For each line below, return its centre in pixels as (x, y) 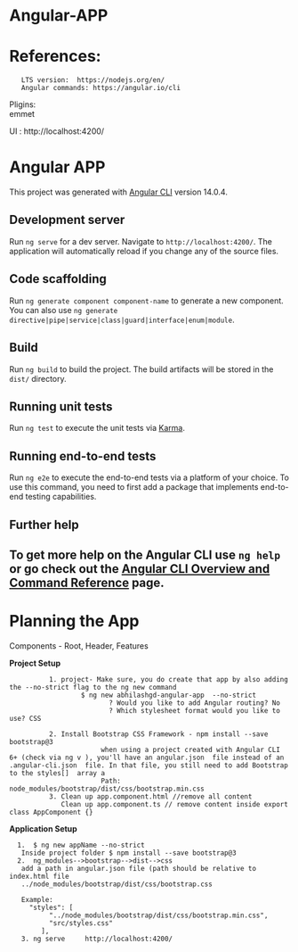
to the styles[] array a (57, 773)
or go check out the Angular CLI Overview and (140, 569)
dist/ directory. (38, 378)
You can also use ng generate (64, 310)
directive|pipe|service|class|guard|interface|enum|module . (122, 319)
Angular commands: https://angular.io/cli (101, 88)
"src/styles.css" (81, 923)
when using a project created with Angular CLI (190, 749)
